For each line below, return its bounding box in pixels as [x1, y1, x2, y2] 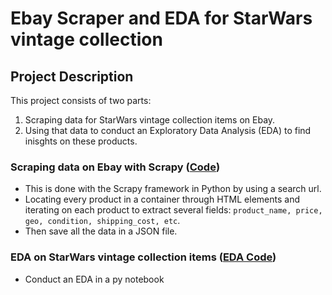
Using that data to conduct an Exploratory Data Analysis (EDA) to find [24, 125, 312, 136]
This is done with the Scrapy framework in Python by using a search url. [24, 183, 322, 195]
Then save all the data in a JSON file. [24, 225, 178, 237]
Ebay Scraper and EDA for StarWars [10, 7, 313, 30]
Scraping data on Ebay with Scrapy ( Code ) [10, 160, 221, 174]
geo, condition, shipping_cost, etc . [24, 215, 181, 227]
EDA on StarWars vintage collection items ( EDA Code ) [10, 250, 277, 264]
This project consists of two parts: [10, 95, 152, 106]
